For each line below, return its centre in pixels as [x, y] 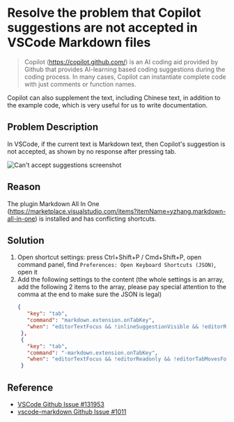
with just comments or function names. [80, 84]
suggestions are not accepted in [102, 28]
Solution [26, 240]
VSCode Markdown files [79, 43]
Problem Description [53, 127]
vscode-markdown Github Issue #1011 [72, 412]
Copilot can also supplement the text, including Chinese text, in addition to [114, 97]
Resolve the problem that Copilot [104, 13]
